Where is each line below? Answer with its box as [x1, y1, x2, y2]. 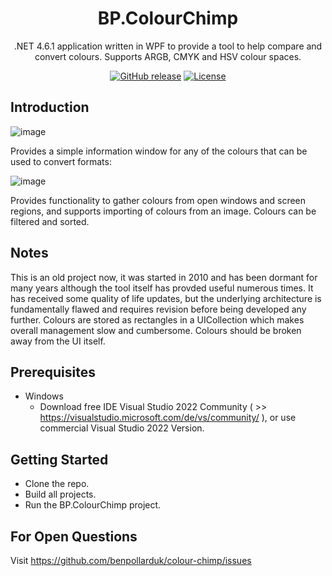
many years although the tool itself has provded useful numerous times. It [10, 282, 314, 294]
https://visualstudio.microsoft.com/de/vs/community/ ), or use [39, 412, 297, 424]
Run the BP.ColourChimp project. [24, 499, 162, 511]
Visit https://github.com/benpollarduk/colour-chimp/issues [10, 555, 252, 566]
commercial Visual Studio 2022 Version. [39, 422, 205, 434]
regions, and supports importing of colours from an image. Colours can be [10, 205, 317, 217]
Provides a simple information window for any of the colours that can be [10, 145, 308, 157]
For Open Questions [10, 528, 138, 545]
